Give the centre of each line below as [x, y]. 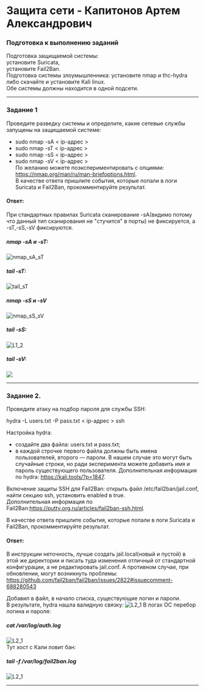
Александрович [49, 24]
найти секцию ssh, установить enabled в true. [66, 495]
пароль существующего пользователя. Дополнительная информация [106, 470]
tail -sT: [16, 271]
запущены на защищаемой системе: [54, 129]
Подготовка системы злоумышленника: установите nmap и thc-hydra [97, 75]
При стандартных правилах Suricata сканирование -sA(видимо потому [99, 214]
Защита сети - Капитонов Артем [93, 11]
